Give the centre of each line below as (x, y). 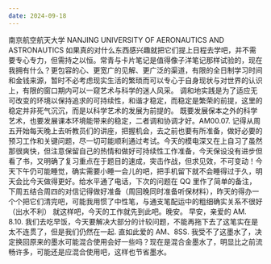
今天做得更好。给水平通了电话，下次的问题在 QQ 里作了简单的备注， (143, 181)
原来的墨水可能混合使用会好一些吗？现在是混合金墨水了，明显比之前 (142, 241)
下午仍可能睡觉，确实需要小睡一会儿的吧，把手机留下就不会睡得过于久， (135, 171)
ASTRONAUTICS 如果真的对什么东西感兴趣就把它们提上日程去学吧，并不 (129, 50)
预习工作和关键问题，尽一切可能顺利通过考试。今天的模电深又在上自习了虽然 (135, 140)
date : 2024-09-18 (38, 16)
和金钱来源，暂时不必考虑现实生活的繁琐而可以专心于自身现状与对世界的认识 (135, 80)
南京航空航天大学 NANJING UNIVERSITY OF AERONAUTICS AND (116, 40)
